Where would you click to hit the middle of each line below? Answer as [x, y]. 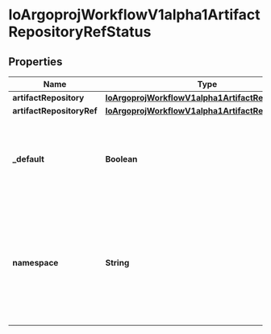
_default [28, 159]
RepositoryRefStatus [80, 32]
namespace [35, 263]
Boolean [121, 159]
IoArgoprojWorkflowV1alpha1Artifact [134, 15]
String [117, 263]
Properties [35, 62]
